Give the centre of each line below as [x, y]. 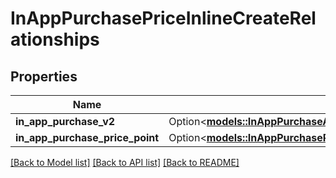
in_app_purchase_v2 [65, 121]
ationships [55, 39]
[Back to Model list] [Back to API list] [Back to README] [125, 162]
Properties [44, 76]
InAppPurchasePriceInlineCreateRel [163, 18]
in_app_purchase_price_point [87, 137]
